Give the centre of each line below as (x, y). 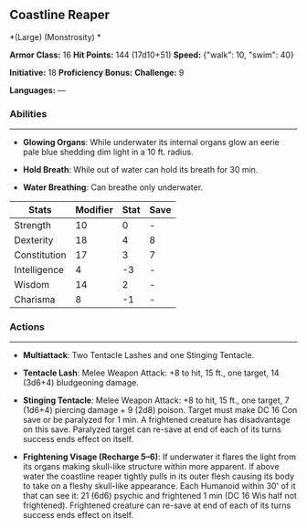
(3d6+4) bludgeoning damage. (80, 383)
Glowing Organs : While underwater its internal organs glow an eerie (151, 143)
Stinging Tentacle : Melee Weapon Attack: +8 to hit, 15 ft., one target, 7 (156, 400)
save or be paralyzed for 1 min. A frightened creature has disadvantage (156, 420)
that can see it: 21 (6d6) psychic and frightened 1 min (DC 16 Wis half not (159, 496)
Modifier (95, 210)
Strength (33, 226)
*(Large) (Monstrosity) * (56, 37)
